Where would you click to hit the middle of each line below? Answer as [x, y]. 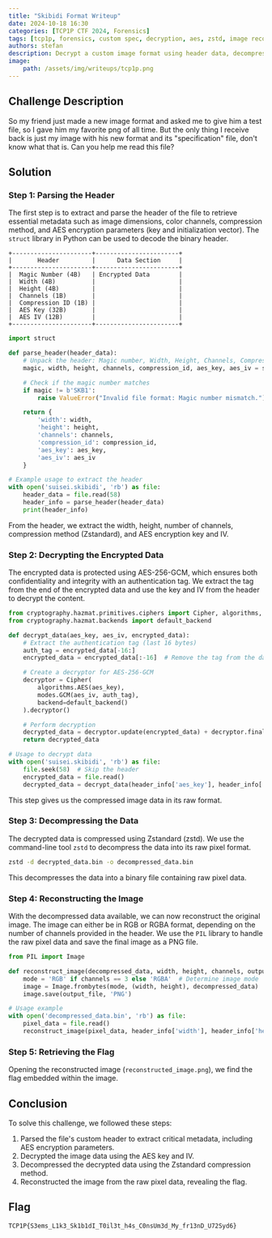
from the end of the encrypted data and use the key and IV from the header [134, 590]
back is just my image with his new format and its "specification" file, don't [133, 138]
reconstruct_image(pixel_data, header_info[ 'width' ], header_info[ [139, 1032]
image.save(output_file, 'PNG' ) [77, 994]
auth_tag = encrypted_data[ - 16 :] [79, 650]
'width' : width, [65, 420]
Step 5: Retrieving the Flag [62, 1052]
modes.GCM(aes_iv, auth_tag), [88, 695]
